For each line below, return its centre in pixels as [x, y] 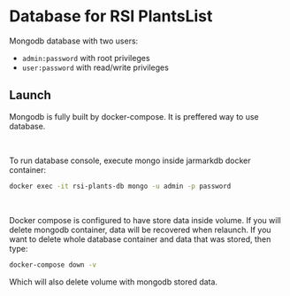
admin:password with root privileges [86, 58]
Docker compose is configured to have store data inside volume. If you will [145, 220]
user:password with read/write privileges [95, 67]
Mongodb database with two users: [74, 41]
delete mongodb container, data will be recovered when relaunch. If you [140, 230]
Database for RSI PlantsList [111, 16]
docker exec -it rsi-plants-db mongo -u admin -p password [120, 186]
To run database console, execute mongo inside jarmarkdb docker [130, 160]
